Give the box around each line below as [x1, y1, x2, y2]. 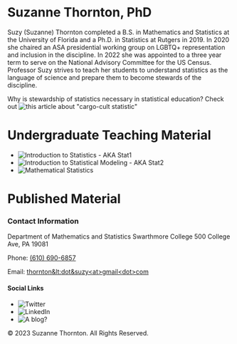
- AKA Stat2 [129, 158, 164, 167]
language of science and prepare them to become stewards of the [7, 73, 201, 82]
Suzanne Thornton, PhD [7, 4, 152, 21]
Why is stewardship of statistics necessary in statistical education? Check [7, 94, 224, 103]
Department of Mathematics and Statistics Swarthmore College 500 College [7, 232, 231, 241]
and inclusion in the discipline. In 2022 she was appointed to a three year [7, 51, 222, 59]
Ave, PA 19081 [7, 240, 48, 249]
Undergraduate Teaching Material [7, 127, 211, 143]
